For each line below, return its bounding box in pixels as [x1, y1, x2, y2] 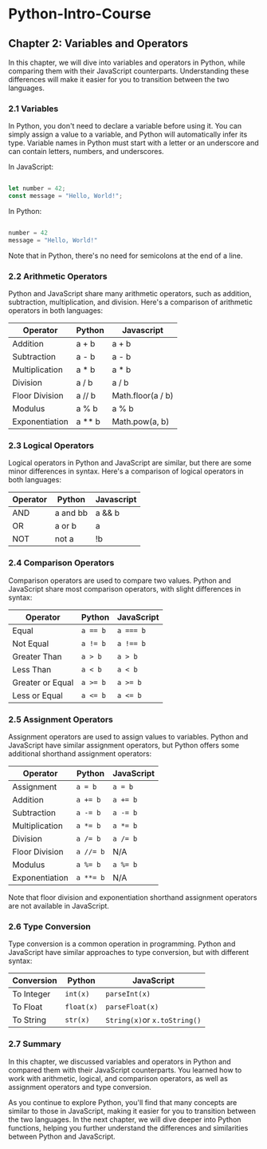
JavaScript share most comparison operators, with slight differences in [8, 584, 241, 593]
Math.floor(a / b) [112, 390, 174, 402]
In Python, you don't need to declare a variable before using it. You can [8, 121, 241, 131]
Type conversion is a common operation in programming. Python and [8, 939, 236, 949]
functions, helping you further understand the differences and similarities [8, 1123, 249, 1132]
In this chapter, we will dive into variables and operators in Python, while [8, 57, 245, 67]
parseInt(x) [105, 989, 151, 999]
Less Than [12, 664, 52, 675]
